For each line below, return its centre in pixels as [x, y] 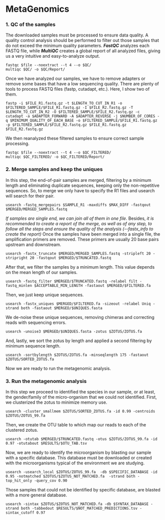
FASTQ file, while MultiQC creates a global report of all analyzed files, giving [83, 51]
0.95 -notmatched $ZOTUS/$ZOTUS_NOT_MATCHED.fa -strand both [70, 477]
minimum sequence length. [33, 346]
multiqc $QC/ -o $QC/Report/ [35, 69]
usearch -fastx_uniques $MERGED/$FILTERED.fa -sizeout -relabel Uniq [78, 304]
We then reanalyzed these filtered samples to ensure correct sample [75, 139]
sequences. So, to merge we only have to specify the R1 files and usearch [80, 190]
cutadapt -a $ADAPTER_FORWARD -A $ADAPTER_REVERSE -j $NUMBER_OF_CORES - [83, 116]
